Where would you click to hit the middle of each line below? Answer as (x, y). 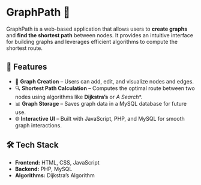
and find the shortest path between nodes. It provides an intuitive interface (100, 35)
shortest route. (25, 48)
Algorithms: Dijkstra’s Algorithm (55, 175)
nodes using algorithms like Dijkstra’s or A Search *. (79, 97)
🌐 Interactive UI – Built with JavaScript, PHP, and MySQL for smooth (100, 118)
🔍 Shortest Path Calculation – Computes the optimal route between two (105, 88)
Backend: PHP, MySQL (43, 169)
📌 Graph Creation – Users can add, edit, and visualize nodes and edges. (104, 81)
